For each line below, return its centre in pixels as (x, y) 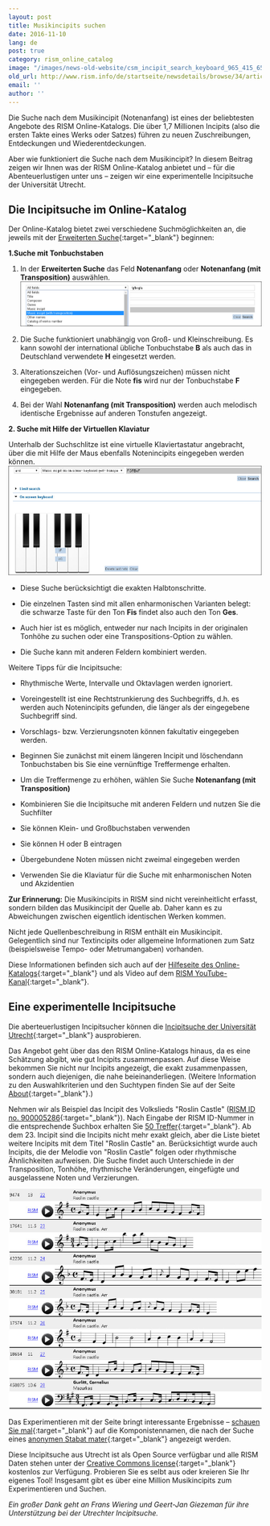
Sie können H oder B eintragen (71, 844)
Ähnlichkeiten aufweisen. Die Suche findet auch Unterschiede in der (121, 1160)
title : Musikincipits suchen (57, 25)
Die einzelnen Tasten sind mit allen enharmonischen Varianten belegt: (135, 603)
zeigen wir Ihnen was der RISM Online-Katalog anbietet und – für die (122, 167)
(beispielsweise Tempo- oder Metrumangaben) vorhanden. (106, 949)
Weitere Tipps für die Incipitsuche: (65, 668)
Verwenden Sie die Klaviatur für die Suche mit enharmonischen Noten (135, 875)
